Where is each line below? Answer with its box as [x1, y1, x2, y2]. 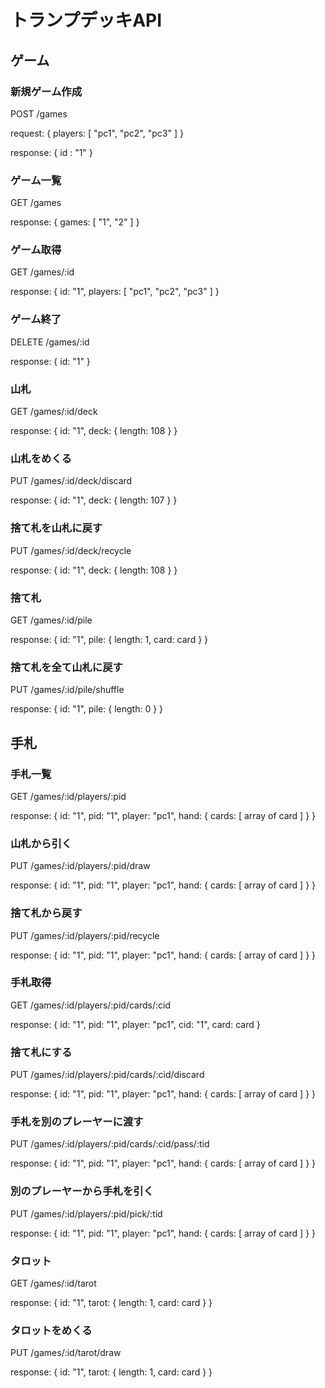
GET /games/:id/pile [10, 614, 93, 626]
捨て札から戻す [10, 906, 83, 920]
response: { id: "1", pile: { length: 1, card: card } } [10, 633, 209, 645]
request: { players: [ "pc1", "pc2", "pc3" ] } [10, 127, 184, 139]
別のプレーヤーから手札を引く [10, 1184, 155, 1198]
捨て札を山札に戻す [10, 521, 103, 535]
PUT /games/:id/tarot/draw [10, 1347, 122, 1359]
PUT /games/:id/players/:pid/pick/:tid [10, 1207, 163, 1220]
